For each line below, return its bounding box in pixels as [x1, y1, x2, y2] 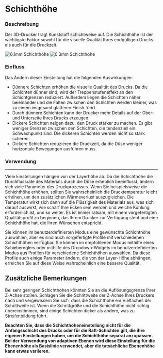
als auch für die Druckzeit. [5, 42, 58, 48]
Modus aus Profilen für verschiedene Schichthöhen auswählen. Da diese [5, 250, 150, 256]
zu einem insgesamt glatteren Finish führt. [12, 104, 97, 110]
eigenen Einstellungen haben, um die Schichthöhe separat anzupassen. [5, 332, 153, 338]
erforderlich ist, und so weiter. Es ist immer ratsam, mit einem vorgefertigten [5, 210, 157, 215]
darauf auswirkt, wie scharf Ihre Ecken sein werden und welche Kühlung [5, 205, 150, 211]
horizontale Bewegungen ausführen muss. [12, 146, 97, 151]
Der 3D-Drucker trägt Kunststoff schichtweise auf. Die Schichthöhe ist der [5, 32, 153, 37]
